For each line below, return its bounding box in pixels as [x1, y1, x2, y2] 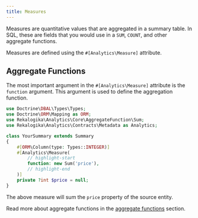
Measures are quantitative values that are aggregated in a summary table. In [6, 25, 193, 32]
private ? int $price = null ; [17, 177, 89, 183]
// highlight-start [27, 155, 76, 161]
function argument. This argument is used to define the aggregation [6, 88, 173, 95]
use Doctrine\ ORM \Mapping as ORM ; [6, 111, 92, 117]
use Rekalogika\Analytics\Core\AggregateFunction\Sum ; [6, 117, 145, 123]
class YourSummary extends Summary [6, 133, 94, 139]
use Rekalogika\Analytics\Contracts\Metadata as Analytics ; [6, 123, 158, 129]
